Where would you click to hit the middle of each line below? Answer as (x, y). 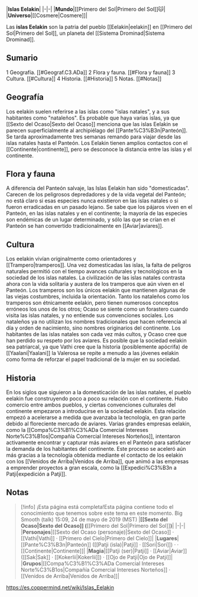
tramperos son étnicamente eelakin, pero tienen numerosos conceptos (92, 303)
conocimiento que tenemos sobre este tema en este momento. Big (102, 513)
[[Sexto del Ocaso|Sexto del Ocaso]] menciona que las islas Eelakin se (92, 124)
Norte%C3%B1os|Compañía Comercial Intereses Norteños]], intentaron (93, 436)
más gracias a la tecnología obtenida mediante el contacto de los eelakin (95, 455)
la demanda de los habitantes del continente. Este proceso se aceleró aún (96, 449)
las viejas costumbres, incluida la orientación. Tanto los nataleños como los (98, 296)
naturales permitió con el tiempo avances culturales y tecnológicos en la (94, 272)
